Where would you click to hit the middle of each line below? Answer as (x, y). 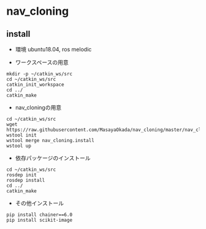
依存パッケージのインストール (53, 158)
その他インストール (40, 203)
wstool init (21, 135)
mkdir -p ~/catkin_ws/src (39, 74)
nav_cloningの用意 (38, 107)
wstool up (19, 146)
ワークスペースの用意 (42, 62)
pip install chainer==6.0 (39, 215)
